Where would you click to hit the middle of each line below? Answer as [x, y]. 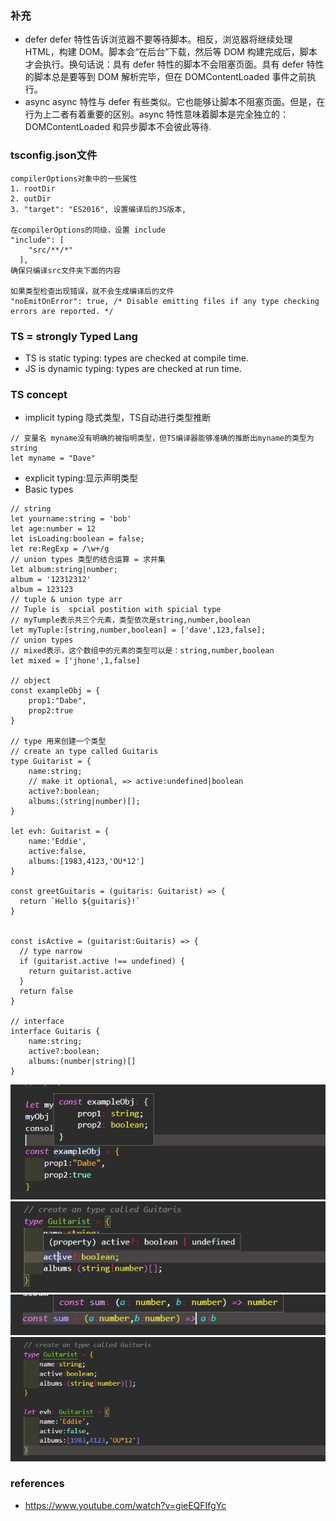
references [37, 1484]
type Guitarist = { [51, 762]
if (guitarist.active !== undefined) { [102, 962]
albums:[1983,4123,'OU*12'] [86, 862]
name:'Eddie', [57, 842]
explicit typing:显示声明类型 [81, 478]
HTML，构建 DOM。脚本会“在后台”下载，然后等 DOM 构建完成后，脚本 [171, 52]
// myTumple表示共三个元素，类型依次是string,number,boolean [130, 620]
